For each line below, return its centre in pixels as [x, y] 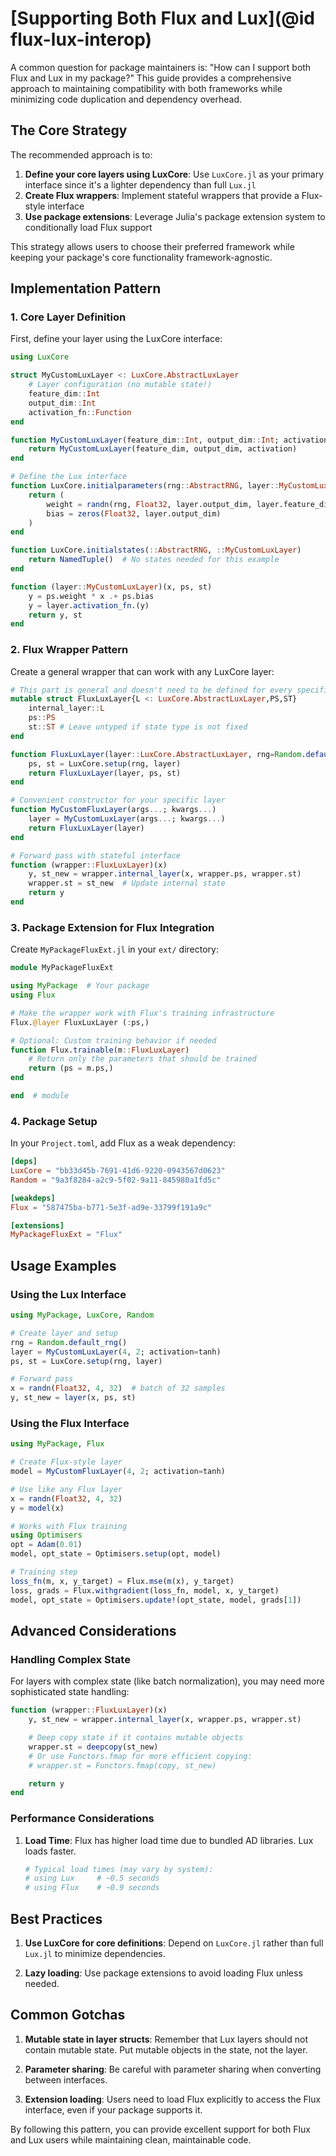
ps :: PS [42, 718]
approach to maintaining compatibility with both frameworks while [146, 88]
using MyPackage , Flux [57, 1444]
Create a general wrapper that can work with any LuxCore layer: [142, 671]
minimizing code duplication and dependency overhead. [126, 99]
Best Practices [56, 1918]
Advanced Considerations [93, 1630]
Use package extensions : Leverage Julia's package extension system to [175, 216]
